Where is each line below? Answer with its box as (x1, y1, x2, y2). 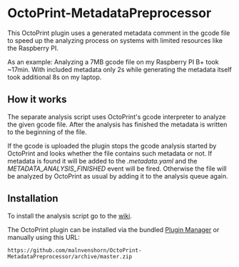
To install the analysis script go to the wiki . (7, 211, 132, 220)
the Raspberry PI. (7, 44, 59, 52)
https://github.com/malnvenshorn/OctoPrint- (7, 246, 142, 254)
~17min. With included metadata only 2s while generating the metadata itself (7, 65, 232, 74)
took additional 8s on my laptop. (7, 73, 102, 81)
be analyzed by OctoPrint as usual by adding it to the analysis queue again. (7, 171, 228, 180)
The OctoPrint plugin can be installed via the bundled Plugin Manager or (7, 225, 220, 233)
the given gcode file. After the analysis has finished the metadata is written (7, 120, 228, 129)
